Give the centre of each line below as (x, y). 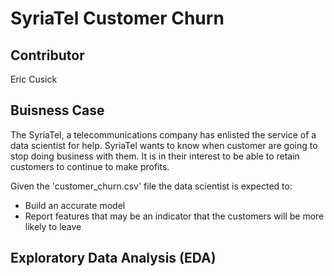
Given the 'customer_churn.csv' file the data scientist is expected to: (151, 186)
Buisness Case (57, 110)
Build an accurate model (75, 205)
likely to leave (53, 226)
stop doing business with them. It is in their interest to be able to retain (155, 156)
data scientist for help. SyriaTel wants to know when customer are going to (164, 145)
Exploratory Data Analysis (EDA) (113, 258)
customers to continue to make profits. (90, 166)
